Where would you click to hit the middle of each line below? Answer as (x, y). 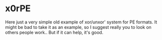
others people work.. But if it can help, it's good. (54, 32)
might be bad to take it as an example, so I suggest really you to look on (79, 27)
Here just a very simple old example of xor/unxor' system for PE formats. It (81, 22)
